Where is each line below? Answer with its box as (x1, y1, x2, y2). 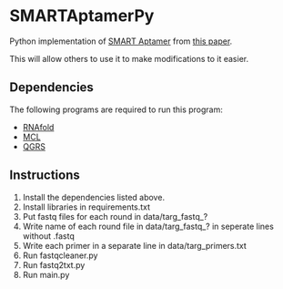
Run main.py (22, 269, 70, 280)
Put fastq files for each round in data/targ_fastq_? (22, 211, 208, 222)
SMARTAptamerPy (9, 5, 155, 26)
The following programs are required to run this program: (9, 104, 223, 115)
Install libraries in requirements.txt (22, 201, 151, 212)
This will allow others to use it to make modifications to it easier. (9, 53, 248, 64)
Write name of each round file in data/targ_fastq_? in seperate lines (22, 221, 275, 232)
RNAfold (22, 121, 55, 132)
